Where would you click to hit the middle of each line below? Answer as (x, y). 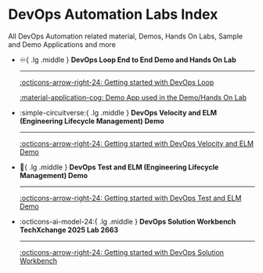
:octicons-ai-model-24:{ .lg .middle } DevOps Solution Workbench (128, 221)
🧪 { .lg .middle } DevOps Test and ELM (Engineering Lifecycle (119, 167)
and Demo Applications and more (62, 44)
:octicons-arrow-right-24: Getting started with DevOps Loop (117, 82)
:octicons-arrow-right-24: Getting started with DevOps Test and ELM (130, 198)
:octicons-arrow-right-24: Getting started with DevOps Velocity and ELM (137, 144)
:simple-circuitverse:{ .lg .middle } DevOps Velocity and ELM (118, 112)
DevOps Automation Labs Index (113, 15)
